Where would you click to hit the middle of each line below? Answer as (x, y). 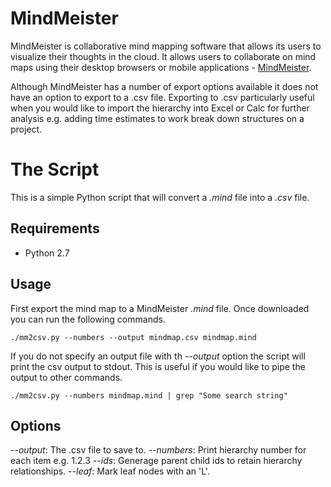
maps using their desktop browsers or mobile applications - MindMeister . (161, 67)
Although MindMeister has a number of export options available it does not (164, 86)
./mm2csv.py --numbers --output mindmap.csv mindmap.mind (133, 337)
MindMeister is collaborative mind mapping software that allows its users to (166, 46)
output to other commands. (66, 377)
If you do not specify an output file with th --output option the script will (158, 356)
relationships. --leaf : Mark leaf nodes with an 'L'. (110, 471)
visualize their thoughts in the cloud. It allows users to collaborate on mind (163, 56)
